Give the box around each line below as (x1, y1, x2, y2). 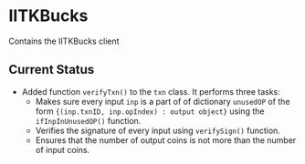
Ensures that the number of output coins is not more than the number (35, 134, 297, 146)
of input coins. (35, 144, 90, 155)
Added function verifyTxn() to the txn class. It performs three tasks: (21, 86, 280, 97)
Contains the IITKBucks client (8, 36, 120, 46)
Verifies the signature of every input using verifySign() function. (35, 125, 280, 136)
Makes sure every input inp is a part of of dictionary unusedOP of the (35, 96, 290, 107)
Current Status (8, 62, 95, 77)
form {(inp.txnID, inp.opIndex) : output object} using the (35, 106, 265, 117)
